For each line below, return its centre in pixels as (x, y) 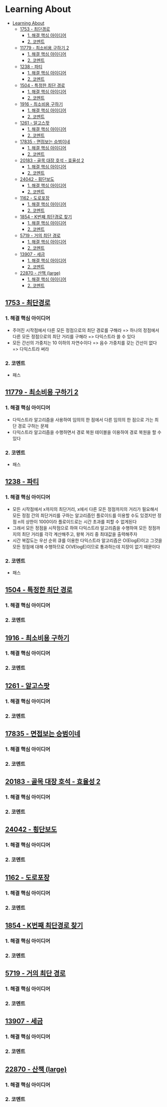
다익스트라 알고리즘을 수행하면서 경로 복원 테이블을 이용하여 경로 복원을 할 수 (87, 432)
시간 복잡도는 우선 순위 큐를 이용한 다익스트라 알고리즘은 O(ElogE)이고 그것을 (87, 540)
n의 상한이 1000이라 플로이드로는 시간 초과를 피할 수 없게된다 (77, 521)
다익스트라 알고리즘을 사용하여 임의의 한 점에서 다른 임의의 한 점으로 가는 (83, 419)
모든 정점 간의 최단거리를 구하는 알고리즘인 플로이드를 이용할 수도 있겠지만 (84, 515)
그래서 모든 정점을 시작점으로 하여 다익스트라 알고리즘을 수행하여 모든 (80, 528)
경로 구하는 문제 (33, 426)
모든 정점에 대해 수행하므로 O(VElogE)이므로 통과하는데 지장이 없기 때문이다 (86, 546)
